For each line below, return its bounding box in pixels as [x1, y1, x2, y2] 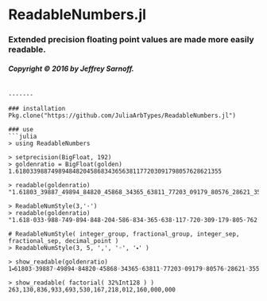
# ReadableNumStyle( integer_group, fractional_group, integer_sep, [8, 230, 240, 238]
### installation [8, 105, 66, 113]
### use [8, 126, 34, 134]
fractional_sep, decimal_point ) [8, 237, 119, 245]
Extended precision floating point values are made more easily [8, 34, 254, 45]
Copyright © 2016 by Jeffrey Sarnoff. [8, 64, 134, 73]
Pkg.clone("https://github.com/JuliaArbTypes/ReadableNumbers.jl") [8, 111, 237, 120]
